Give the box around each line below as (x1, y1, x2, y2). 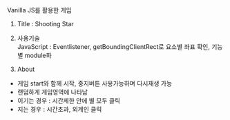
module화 (24, 51, 52, 59)
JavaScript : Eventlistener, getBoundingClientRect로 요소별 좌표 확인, (17, 43, 211, 50)
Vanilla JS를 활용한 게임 (7, 6, 73, 14)
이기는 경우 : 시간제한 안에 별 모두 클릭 (17, 97, 121, 105)
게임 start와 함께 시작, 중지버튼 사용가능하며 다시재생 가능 (17, 79, 173, 88)
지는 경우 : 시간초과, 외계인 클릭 (17, 106, 102, 113)
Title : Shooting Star (17, 20, 74, 28)
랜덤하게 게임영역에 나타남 (17, 88, 88, 96)
